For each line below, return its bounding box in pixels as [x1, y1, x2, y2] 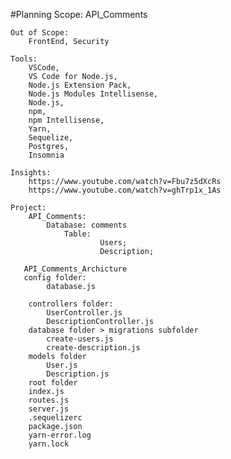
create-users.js [46, 334, 114, 344]
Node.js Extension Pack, [28, 80, 132, 90]
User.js [46, 360, 78, 370]
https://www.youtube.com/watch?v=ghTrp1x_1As [28, 185, 222, 195]
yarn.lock [28, 439, 70, 449]
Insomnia [28, 150, 65, 160]
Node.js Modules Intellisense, [28, 89, 159, 99]
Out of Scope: [10, 28, 70, 38]
